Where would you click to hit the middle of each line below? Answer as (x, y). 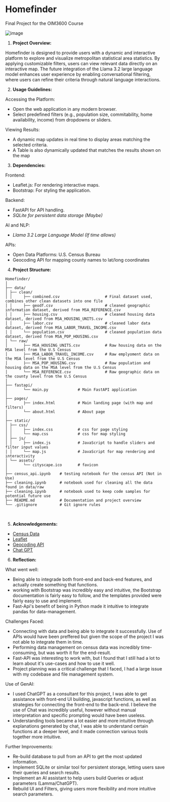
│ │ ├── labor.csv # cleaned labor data (78, 323)
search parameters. (33, 794)
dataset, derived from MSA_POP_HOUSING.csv (52, 336)
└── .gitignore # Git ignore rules (53, 504)
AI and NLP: (18, 225)
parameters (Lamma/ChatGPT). (45, 783)
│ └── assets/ (20, 460)
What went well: (22, 569)
